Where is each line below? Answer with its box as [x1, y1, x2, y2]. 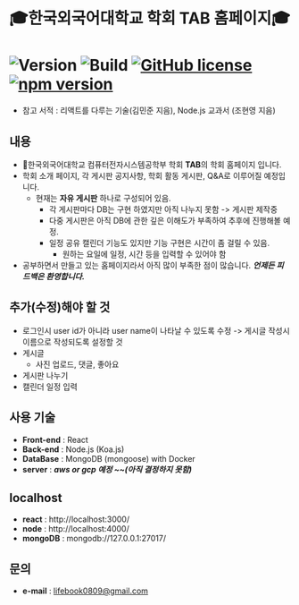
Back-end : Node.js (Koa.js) [21, 444, 125, 455]
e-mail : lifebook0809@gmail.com [21, 585, 149, 596]
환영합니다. [46, 270, 85, 282]
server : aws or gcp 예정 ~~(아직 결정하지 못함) [21, 464, 192, 474]
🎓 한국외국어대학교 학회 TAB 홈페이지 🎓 [9, 8, 291, 29]
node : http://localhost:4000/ [21, 524, 129, 534]
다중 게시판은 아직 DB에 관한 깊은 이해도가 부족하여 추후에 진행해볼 [48, 215, 281, 226]
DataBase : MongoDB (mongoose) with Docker [21, 453, 196, 464]
